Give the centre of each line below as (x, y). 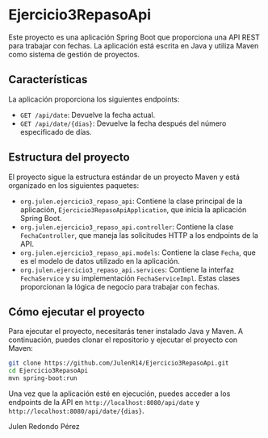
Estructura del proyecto (69, 158)
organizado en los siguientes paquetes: (74, 185)
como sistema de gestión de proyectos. (74, 54)
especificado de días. (56, 131)
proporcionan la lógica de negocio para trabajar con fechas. (120, 286)
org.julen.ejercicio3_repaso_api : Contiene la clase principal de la (131, 201)
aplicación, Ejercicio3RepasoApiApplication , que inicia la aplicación (133, 209)
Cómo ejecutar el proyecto (77, 312)
